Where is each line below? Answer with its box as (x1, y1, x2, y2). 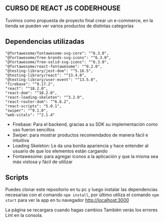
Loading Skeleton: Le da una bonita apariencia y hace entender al (12, 142, 149, 149)
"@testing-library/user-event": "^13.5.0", (5, 77, 98, 82)
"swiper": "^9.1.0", (5, 108, 49, 113)
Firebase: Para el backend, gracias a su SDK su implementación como (12, 121, 158, 127)
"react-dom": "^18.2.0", (5, 90, 57, 95)
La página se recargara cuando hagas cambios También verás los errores (5, 207, 158, 213)
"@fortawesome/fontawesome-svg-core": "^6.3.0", (5, 50, 109, 56)
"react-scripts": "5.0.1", (5, 103, 62, 109)
